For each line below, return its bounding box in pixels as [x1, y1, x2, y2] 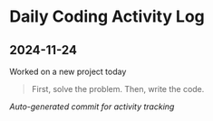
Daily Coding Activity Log [9, 6, 206, 27]
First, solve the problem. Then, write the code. [31, 84, 205, 94]
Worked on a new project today [9, 66, 127, 77]
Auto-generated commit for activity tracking [9, 101, 175, 112]
